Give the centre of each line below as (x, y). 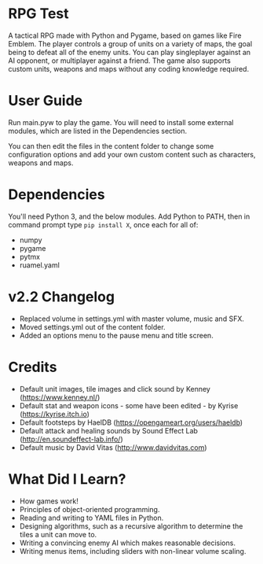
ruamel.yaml (40, 265)
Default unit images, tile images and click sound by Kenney (115, 389)
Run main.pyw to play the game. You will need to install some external (121, 122)
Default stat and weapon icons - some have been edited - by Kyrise (129, 405)
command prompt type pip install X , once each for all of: (103, 224)
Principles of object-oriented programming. (89, 509)
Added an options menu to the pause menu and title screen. (116, 335)
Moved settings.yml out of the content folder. (93, 326)
